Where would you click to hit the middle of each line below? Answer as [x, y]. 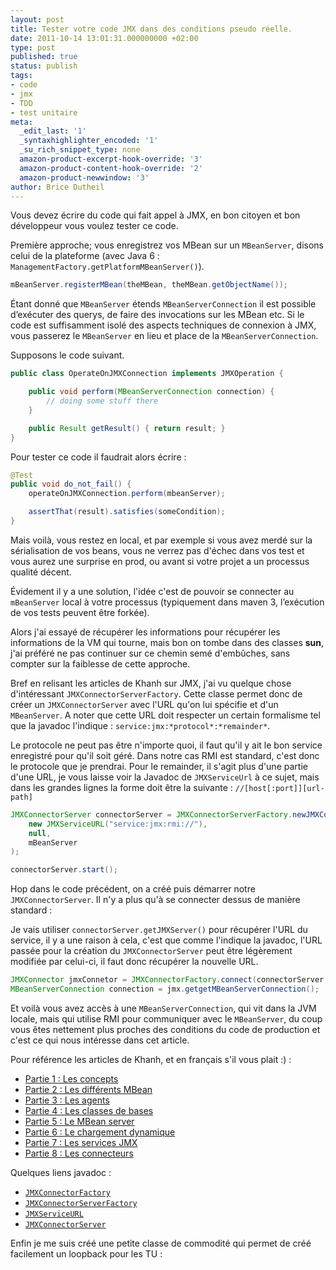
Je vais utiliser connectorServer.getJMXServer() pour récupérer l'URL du [159, 930]
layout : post [37, 19]
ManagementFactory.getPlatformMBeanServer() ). [107, 267]
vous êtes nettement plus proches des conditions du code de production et [165, 1029]
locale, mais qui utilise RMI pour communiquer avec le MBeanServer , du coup [166, 1018]
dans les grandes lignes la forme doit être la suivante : [121, 787]
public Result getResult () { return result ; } [127, 428]
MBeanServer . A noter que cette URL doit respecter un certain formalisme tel [165, 715]
